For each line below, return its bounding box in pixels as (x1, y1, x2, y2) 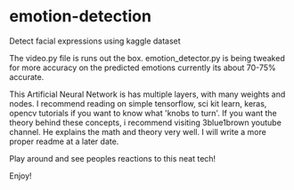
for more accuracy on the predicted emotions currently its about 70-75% (9, 62, 276, 73)
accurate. (9, 71, 45, 82)
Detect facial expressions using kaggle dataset (9, 36, 181, 46)
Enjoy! (9, 170, 33, 181)
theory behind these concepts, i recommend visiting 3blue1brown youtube (9, 117, 282, 128)
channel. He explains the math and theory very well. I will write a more (9, 126, 267, 137)
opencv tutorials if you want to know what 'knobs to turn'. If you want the (9, 107, 278, 118)
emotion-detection (9, 6, 151, 27)
